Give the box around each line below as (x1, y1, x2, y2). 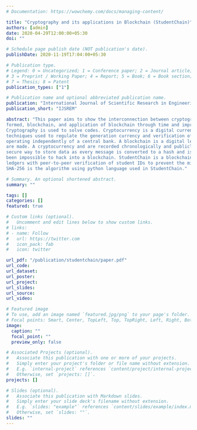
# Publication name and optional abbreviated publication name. (6, 95, 167, 101)
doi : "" (6, 36, 25, 42)
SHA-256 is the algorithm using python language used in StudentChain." (6, 165, 188, 171)
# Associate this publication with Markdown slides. (6, 393, 143, 399)
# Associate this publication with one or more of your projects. (6, 355, 177, 361)
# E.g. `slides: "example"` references (6, 404, 109, 410)
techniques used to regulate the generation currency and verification (6, 133, 185, 139)
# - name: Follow (6, 230, 49, 236)
